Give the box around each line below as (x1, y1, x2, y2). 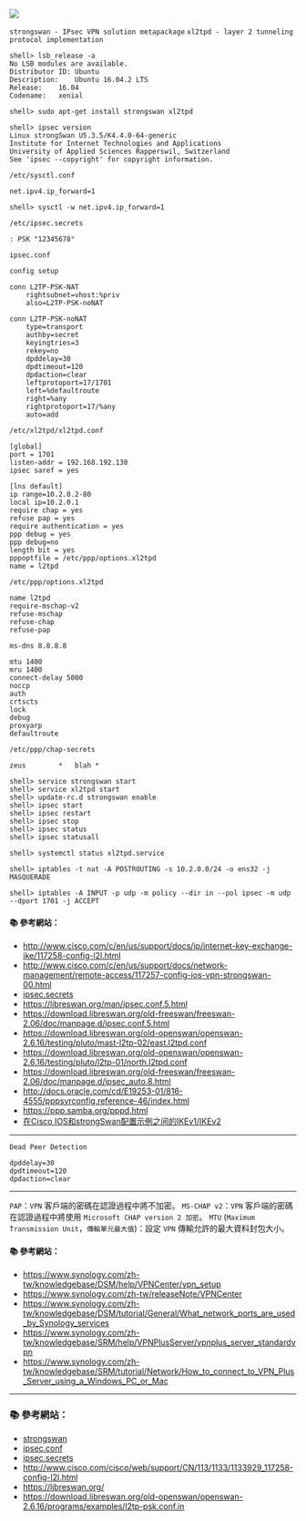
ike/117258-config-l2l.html (22, 951, 121, 961)
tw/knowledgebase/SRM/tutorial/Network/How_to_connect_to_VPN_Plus (22, 1366, 295, 1377)
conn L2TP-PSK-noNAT (9, 314, 88, 324)
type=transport (25, 323, 84, 332)
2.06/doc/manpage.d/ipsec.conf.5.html (22, 1018, 170, 1029)
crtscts (9, 697, 39, 706)
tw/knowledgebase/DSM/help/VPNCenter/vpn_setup (22, 1279, 221, 1290)
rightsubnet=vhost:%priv (25, 291, 120, 300)
